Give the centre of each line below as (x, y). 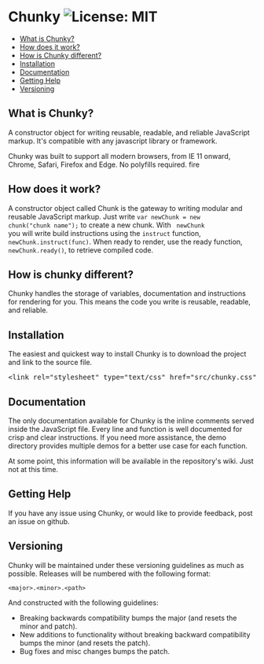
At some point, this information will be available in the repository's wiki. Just (131, 461)
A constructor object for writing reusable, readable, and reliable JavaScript (129, 132)
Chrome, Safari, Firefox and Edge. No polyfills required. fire (104, 164)
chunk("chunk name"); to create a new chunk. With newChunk (106, 225)
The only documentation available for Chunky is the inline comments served (131, 421)
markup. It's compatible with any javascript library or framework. (113, 141)
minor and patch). (48, 626)
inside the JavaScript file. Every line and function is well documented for (125, 429)
